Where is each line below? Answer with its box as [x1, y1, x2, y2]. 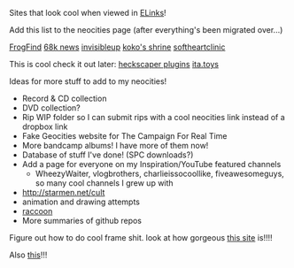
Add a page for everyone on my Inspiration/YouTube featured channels [21, 159, 282, 169]
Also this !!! [9, 249, 48, 260]
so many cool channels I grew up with [35, 178, 174, 188]
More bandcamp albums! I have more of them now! [21, 141, 209, 150]
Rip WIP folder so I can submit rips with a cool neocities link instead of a [21, 112, 285, 122]
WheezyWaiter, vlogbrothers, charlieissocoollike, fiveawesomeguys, [35, 168, 285, 179]
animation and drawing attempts [21, 196, 140, 207]
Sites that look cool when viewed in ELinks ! [9, 8, 166, 18]
